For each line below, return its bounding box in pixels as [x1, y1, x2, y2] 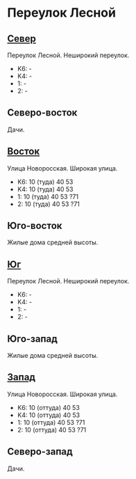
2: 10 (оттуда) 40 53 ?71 [17, 425, 87, 434]
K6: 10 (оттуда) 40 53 [17, 403, 80, 411]
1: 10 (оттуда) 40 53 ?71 [17, 418, 85, 426]
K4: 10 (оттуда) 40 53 [17, 411, 80, 419]
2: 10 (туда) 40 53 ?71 [17, 200, 80, 208]
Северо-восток [7, 107, 78, 119]
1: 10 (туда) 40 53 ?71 [17, 192, 78, 201]
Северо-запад [7, 446, 73, 457]
